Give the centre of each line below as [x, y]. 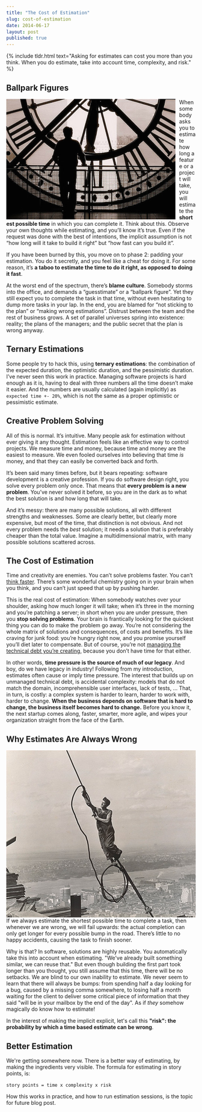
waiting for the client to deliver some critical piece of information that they [98, 996]
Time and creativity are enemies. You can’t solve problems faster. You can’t [99, 576]
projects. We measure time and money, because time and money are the [96, 448]
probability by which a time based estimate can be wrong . [80, 1027]
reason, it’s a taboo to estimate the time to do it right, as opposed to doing [99, 267]
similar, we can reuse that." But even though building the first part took [93, 964]
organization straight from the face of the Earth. [65, 720]
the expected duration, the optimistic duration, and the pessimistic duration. [100, 370]
